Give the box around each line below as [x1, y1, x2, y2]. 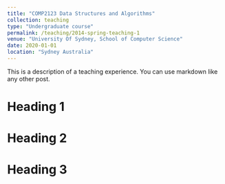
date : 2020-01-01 [7, 42, 57, 49]
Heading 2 [7, 130, 67, 146]
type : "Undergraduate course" [7, 23, 94, 30]
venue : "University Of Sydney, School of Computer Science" [7, 36, 184, 43]
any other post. [7, 74, 50, 83]
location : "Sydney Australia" [7, 49, 94, 56]
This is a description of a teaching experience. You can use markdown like [7, 67, 218, 76]
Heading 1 [7, 99, 65, 114]
